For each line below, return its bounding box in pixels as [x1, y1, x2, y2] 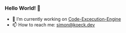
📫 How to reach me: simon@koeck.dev [12, 22, 95, 28]
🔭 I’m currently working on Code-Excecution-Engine [12, 16, 121, 22]
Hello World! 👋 [5, 5, 41, 12]
